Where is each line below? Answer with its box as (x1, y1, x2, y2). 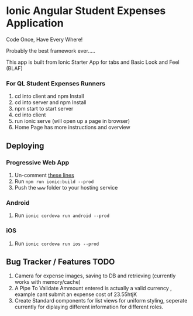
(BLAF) (6, 64, 23, 71)
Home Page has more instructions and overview (14, 124, 130, 131)
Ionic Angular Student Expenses (6, 4, 166, 18)
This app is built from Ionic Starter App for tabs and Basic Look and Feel (6, 59, 180, 66)
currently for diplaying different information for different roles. (14, 303, 164, 311)
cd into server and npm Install (14, 99, 87, 106)
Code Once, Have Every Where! (6, 36, 83, 43)
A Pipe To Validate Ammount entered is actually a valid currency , (14, 285, 173, 292)
